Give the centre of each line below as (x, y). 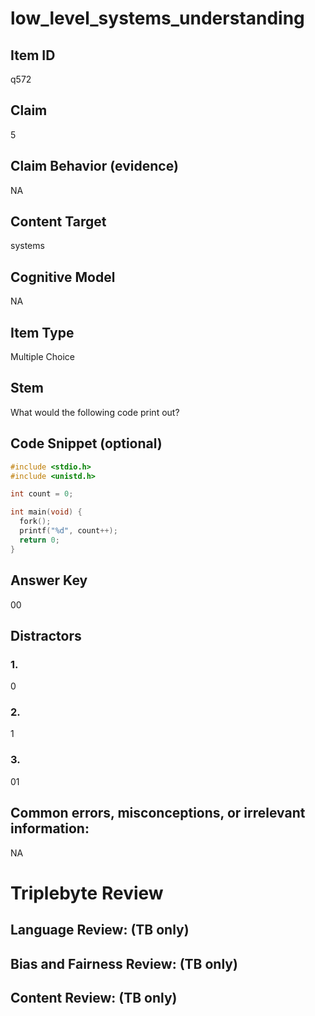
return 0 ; (39, 540)
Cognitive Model (63, 277)
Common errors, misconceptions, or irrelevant (158, 813)
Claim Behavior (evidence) (94, 166)
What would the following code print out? (95, 412)
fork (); (35, 522)
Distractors (46, 635)
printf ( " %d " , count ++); (68, 531)
